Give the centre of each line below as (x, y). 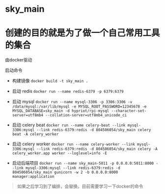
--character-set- (129, 111)
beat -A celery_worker (35, 134)
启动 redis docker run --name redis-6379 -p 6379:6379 (68, 91)
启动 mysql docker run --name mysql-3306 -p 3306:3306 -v (72, 102)
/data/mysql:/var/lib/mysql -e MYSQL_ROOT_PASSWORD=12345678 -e (79, 107)
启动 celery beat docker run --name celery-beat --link (69, 125)
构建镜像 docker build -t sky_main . (50, 81)
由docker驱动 (19, 60)
